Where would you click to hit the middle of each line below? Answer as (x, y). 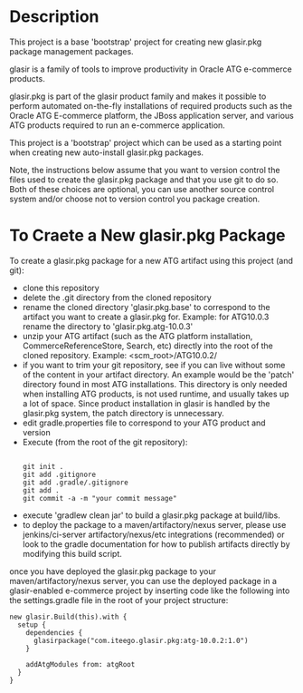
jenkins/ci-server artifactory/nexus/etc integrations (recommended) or (153, 534)
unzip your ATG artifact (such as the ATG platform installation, (137, 336)
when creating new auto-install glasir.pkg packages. (107, 152)
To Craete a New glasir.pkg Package (148, 235)
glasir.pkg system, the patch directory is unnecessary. (123, 413)
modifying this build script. (72, 553)
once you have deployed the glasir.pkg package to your (113, 571)
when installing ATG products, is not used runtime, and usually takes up (156, 394)
